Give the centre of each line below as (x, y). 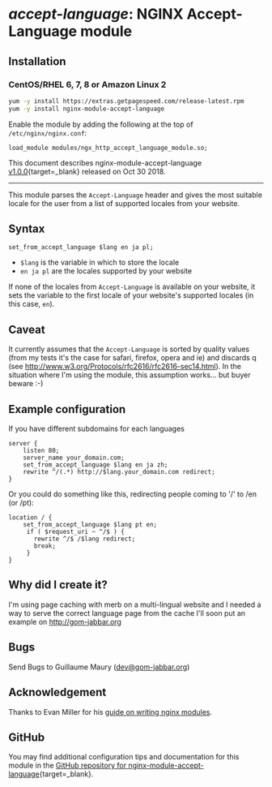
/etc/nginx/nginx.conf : (48, 133)
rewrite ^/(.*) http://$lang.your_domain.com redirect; (119, 472)
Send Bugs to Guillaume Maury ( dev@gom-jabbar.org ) (99, 667)
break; (45, 546)
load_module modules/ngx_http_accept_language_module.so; (108, 148)
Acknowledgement (57, 692)
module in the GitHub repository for (68, 765)
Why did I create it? (58, 585)
